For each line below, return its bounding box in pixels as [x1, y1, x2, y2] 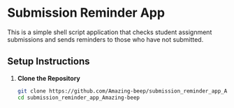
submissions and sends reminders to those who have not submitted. [7, 35, 204, 43]
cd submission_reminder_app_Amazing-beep [17, 94, 140, 101]
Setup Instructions [7, 56, 90, 68]
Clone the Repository [17, 74, 80, 82]
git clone [17, 87, 47, 95]
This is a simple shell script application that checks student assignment [7, 28, 212, 36]
